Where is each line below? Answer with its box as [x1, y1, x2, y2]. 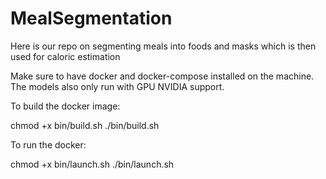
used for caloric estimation [10, 50, 121, 62]
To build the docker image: [10, 100, 121, 112]
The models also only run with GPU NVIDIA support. [10, 80, 225, 92]
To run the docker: [10, 138, 87, 151]
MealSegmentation [10, 7, 173, 30]
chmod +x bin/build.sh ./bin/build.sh [10, 119, 160, 131]
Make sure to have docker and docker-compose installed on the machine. [10, 70, 315, 82]
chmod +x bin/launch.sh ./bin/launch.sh [10, 158, 175, 170]
